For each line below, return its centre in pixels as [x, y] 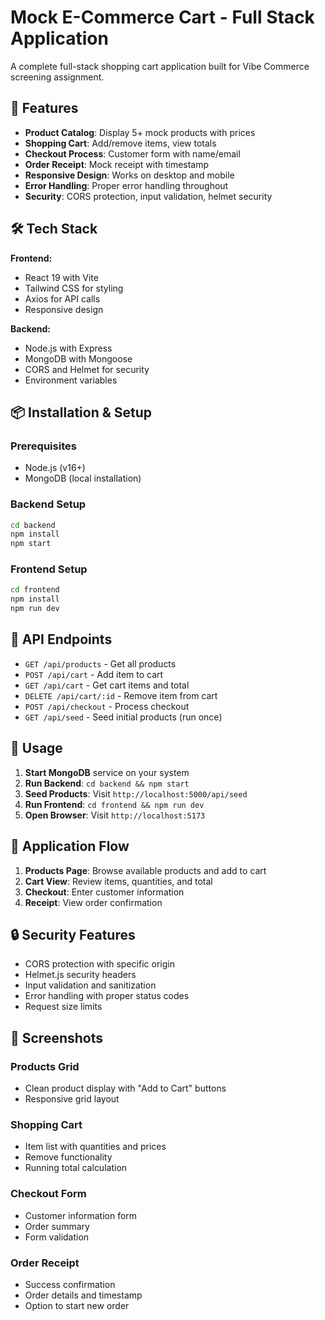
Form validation [57, 1237]
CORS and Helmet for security [87, 369]
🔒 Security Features [73, 934]
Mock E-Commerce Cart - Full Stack [162, 17]
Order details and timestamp [83, 1295]
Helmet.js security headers [80, 975]
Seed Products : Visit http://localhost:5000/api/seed [136, 793]
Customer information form [81, 1215]
